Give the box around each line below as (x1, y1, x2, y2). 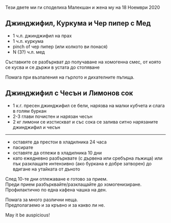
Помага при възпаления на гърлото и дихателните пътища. (5, 74, 135, 80)
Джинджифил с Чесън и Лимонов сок (5, 89, 133, 97)
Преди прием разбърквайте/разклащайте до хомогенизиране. (5, 181, 142, 187)
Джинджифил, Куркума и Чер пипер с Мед (5, 19, 151, 28)
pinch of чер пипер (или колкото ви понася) (12, 43, 108, 49)
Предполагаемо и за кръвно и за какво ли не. (5, 202, 105, 208)
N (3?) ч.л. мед (12, 48, 45, 55)
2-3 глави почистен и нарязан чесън (12, 113, 93, 119)
